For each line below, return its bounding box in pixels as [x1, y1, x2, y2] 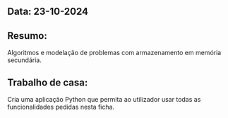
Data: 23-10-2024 [7, 6, 89, 18]
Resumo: [7, 30, 47, 42]
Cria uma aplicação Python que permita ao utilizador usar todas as [7, 95, 201, 104]
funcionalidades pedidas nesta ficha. [7, 102, 115, 112]
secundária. [7, 56, 42, 64]
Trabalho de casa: [7, 76, 88, 88]
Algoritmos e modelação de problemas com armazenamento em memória [7, 49, 222, 57]
